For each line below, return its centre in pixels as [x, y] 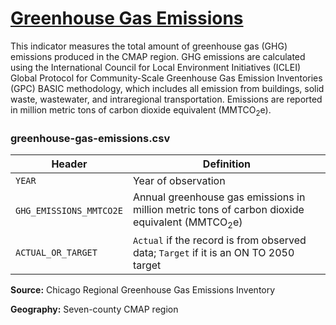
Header [69, 164]
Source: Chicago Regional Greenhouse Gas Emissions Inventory [143, 290]
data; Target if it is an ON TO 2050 [213, 253]
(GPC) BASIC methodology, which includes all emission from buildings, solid [167, 88]
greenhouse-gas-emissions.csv [90, 138]
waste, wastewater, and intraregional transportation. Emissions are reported [166, 99]
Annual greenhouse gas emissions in [219, 197]
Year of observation [179, 181]
